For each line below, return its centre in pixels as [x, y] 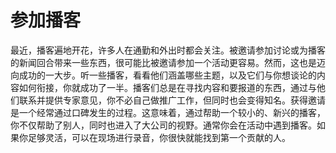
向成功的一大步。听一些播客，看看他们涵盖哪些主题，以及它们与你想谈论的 [163, 75]
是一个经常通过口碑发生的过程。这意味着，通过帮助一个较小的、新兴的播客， [168, 112]
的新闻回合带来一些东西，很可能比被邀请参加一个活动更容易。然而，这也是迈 [168, 62]
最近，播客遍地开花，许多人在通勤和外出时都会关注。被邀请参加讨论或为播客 [168, 50]
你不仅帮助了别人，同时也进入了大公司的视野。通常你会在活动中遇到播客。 [163, 125]
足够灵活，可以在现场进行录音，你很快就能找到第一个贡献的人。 [159, 137]
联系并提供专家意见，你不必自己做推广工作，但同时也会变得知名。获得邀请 [172, 100]
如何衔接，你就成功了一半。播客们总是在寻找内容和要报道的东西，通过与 [167, 87]
